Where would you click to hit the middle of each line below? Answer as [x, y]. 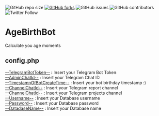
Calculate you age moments [33, 45]
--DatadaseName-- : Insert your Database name [53, 108]
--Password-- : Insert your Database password [52, 103]
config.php [22, 61]
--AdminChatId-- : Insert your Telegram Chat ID [53, 77]
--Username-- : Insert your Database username [53, 98]
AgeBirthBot [30, 32]
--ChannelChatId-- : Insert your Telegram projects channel [64, 93]
